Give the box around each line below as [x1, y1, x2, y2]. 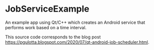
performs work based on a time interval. [5, 24, 87, 30]
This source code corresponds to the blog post [5, 34, 101, 40]
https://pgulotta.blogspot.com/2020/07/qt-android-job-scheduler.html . [5, 39, 150, 45]
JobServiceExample [5, 3, 90, 15]
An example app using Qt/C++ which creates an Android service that [5, 19, 146, 25]
